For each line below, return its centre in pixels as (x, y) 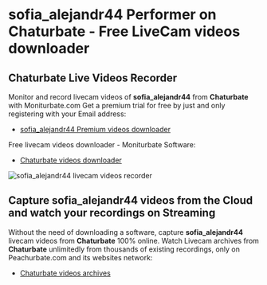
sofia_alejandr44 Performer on (112, 15)
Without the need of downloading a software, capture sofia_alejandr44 (126, 232)
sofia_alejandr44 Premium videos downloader (95, 129)
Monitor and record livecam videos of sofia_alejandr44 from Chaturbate (128, 97)
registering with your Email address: (67, 114)
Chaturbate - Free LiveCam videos (124, 31)
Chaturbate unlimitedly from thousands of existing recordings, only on (124, 249)
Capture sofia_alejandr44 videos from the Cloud (131, 201)
